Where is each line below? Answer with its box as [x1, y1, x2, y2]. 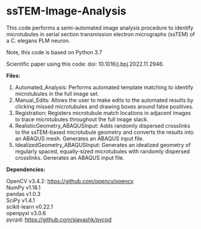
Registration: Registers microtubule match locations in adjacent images [14, 109, 191, 116]
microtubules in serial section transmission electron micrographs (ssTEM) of [6, 30, 196, 37]
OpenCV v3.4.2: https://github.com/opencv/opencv [6, 177, 134, 184]
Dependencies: [6, 166, 46, 173]
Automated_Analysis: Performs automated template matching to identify [14, 83, 194, 91]
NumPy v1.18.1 [6, 184, 41, 191]
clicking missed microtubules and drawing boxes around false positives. [14, 102, 194, 110]
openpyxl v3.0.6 [6, 209, 46, 216]
